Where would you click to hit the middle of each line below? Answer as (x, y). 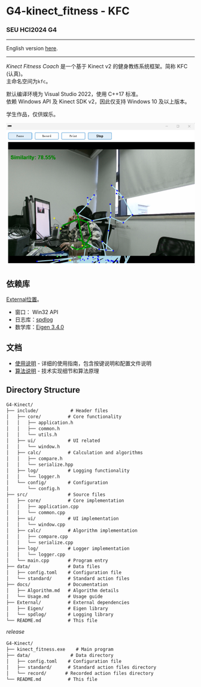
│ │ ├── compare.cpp (37, 537)
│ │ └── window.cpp (36, 525)
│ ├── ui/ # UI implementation (63, 519)
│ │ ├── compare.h (34, 459)
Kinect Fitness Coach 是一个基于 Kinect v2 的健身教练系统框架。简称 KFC (97, 67)
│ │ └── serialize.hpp (40, 465)
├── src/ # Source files (56, 495)
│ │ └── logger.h (33, 477)
